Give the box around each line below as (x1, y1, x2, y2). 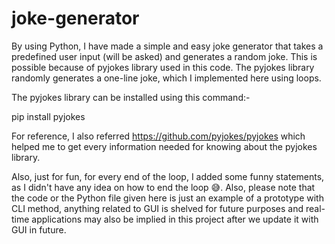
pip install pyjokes (11, 110, 86, 122)
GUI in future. (11, 223, 67, 236)
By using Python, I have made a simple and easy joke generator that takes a (11, 40, 324, 52)
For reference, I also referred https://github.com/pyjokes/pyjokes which (11, 130, 306, 142)
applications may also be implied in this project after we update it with (31, 213, 319, 225)
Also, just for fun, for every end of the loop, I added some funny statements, (11, 170, 325, 182)
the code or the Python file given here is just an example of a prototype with (11, 192, 324, 204)
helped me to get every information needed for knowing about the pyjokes (11, 140, 318, 152)
